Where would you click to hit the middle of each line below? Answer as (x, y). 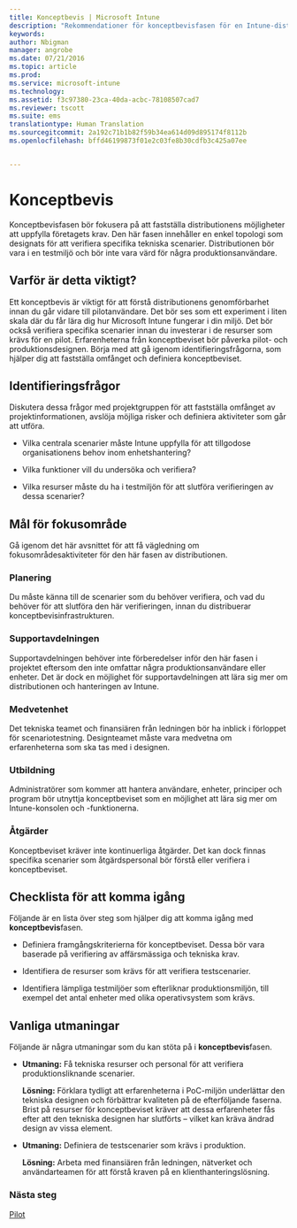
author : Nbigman (39, 42)
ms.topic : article (43, 67)
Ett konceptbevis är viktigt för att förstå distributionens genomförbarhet (139, 302)
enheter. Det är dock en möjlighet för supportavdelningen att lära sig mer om (148, 677)
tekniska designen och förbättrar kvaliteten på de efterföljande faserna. (152, 1100)
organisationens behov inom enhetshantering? (107, 453)
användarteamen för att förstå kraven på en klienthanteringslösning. (146, 1172)
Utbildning (32, 770)
